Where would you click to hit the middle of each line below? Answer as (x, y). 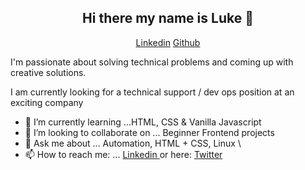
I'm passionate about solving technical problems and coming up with (152, 62)
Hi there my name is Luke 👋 (168, 18)
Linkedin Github (168, 42)
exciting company (47, 102)
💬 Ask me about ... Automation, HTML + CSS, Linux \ (133, 143)
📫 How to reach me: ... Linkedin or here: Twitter (123, 154)
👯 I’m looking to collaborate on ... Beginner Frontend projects (149, 132)
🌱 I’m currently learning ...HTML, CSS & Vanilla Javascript (143, 122)
